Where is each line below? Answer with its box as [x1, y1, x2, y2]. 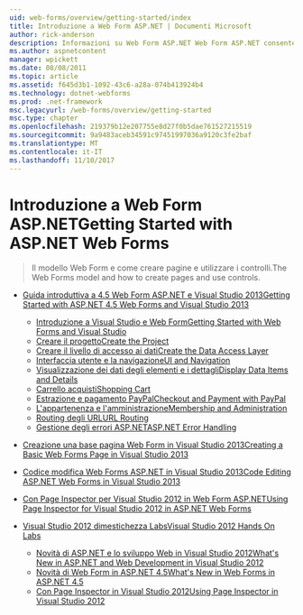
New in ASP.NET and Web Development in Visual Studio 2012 [35, 557, 264, 568]
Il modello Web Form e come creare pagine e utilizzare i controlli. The [31, 262, 287, 273]
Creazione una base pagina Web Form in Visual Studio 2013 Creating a [22, 439, 284, 451]
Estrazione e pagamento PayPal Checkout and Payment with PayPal [35, 393, 287, 404]
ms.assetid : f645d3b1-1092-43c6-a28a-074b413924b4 [9, 80, 204, 89]
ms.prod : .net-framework [9, 96, 103, 106]
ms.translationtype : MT [9, 139, 99, 148]
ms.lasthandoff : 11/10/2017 [9, 155, 115, 165]
